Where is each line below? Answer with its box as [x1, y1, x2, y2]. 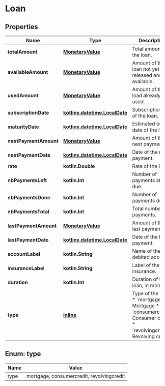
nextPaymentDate [7, 152, 51, 158]
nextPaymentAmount [7, 138, 59, 144]
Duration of [132, 276, 158, 283]
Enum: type [5, 350, 41, 358]
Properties [5, 23, 38, 31]
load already [132, 92, 161, 99]
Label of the [132, 262, 160, 268]
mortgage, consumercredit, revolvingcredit [26, 372, 125, 379]
